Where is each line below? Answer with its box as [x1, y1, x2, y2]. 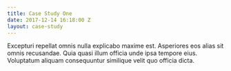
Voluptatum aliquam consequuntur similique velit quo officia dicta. [7, 57, 195, 65]
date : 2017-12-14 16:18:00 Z [7, 17, 91, 23]
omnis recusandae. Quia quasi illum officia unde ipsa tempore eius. [7, 49, 198, 57]
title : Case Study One [7, 10, 72, 17]
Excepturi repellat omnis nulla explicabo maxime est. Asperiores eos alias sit [7, 42, 224, 50]
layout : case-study [7, 23, 63, 30]
